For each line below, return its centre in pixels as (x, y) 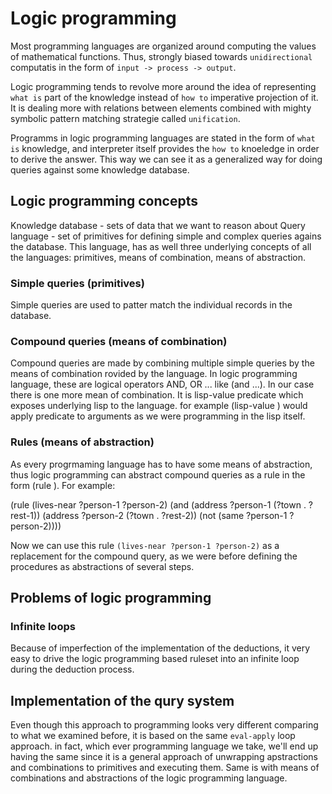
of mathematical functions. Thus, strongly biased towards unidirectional (161, 56)
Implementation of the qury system (122, 700)
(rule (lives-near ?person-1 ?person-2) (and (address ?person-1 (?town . (158, 504)
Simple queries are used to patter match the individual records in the (151, 305)
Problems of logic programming (111, 598)
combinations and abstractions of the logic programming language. (149, 778)
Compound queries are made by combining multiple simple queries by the (162, 363)
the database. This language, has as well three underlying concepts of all (161, 246)
